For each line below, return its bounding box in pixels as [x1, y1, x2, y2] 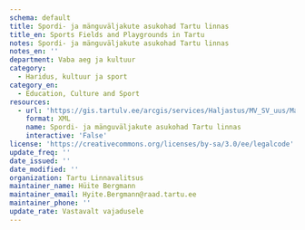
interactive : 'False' [25, 131, 107, 140]
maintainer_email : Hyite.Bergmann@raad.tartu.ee [9, 190, 197, 199]
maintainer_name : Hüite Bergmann [9, 182, 136, 191]
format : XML [25, 114, 71, 123]
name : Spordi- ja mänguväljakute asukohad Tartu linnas [25, 123, 242, 132]
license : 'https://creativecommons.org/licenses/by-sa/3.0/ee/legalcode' [9, 139, 295, 149]
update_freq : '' [9, 148, 71, 157]
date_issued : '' [9, 156, 71, 166]
